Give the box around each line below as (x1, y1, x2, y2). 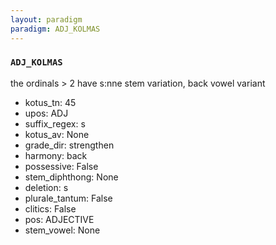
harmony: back (24, 149, 88, 161)
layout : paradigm (10, 14, 83, 25)
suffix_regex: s (24, 117, 86, 130)
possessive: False (24, 160, 99, 172)
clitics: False (24, 202, 77, 215)
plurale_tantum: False (24, 192, 113, 204)
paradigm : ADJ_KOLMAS (10, 24, 101, 34)
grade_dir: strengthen (24, 139, 115, 151)
